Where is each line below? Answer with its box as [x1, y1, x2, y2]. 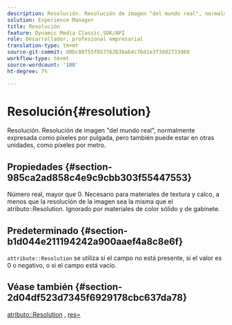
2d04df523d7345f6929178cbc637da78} [7, 292, 188, 304]
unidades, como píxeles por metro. [7, 141, 106, 149]
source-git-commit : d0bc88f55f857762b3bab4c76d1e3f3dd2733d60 [7, 49, 190, 56]
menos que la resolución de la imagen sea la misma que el [7, 197, 173, 206]
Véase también [7, 281, 74, 293]
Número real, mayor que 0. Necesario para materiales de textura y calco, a [7, 190, 220, 199]
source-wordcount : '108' [7, 61, 79, 68]
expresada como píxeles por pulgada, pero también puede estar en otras [7, 134, 215, 142]
